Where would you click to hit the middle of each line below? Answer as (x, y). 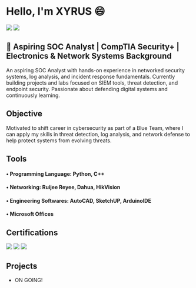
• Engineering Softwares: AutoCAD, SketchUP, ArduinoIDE (79, 200)
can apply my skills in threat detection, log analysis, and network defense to (98, 134)
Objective (24, 114)
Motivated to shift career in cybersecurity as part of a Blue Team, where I (95, 128)
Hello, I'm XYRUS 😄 (56, 11)
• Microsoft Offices (30, 214)
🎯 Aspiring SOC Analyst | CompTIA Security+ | (93, 47)
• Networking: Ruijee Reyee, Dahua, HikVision (63, 187)
